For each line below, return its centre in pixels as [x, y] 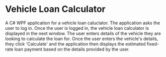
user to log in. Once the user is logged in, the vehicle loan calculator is [77, 28]
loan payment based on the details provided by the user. [72, 49]
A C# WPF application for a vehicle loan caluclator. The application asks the [83, 23]
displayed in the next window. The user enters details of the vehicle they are [83, 33]
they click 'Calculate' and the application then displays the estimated [75, 44]
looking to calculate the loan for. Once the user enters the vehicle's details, [82, 39]
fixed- [153, 44]
